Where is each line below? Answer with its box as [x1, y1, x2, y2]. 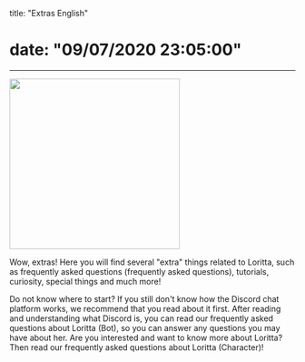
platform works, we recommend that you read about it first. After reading [9, 303, 281, 314]
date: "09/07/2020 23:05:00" [9, 40, 242, 60]
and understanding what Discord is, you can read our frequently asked [9, 313, 274, 324]
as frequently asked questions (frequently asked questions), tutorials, [9, 266, 270, 277]
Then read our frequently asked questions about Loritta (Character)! [9, 341, 264, 353]
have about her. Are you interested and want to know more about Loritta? [9, 332, 283, 343]
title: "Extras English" [9, 8, 89, 18]
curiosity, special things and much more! [9, 276, 162, 287]
